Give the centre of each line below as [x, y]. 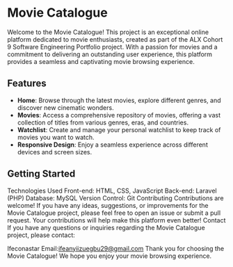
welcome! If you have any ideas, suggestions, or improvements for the [108, 205]
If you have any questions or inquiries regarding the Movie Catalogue [106, 227]
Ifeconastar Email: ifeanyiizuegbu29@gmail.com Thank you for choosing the [116, 248]
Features [27, 84]
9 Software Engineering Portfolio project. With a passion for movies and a [112, 47]
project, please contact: [41, 235]
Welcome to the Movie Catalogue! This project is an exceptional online [108, 32]
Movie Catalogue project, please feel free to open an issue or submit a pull [114, 213]
